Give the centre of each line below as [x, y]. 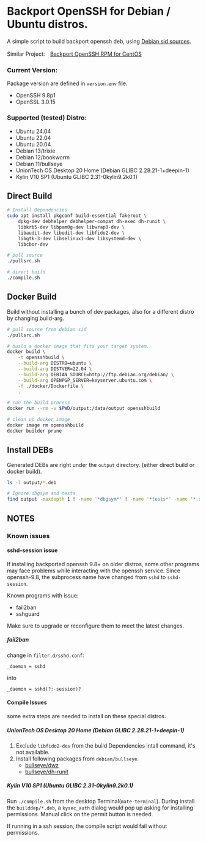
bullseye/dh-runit [47, 772]
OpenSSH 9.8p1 [35, 96]
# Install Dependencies [37, 210]
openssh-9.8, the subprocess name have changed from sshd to [86, 577]
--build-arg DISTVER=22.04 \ [55, 369]
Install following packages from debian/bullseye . [77, 759]
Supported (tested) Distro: [47, 118]
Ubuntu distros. [47, 24]
